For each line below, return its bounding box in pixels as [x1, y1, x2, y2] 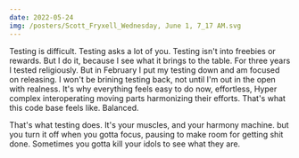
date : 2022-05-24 [9, 12, 74, 22]
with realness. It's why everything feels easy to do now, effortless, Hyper [9, 83, 278, 94]
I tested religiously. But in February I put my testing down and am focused [9, 64, 280, 75]
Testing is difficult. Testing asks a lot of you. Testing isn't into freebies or [9, 45, 277, 56]
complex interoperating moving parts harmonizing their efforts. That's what [9, 92, 286, 103]
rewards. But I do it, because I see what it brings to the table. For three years [9, 55, 291, 66]
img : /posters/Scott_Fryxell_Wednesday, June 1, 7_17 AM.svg [9, 21, 242, 30]
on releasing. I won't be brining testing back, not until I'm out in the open [9, 74, 277, 84]
